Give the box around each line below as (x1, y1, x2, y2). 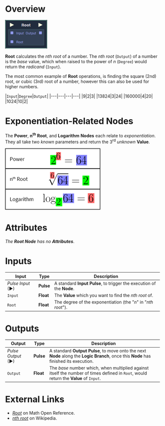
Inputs (5, 256, 32, 267)
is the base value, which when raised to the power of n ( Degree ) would (5, 58, 147, 64)
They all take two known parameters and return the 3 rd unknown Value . (5, 138, 150, 145)
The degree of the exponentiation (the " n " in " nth (54, 299, 153, 305)
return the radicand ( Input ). (5, 64, 61, 70)
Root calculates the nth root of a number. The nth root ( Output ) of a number (5, 53, 158, 59)
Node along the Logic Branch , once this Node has (49, 353, 151, 359)
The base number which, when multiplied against (49, 365, 149, 371)
